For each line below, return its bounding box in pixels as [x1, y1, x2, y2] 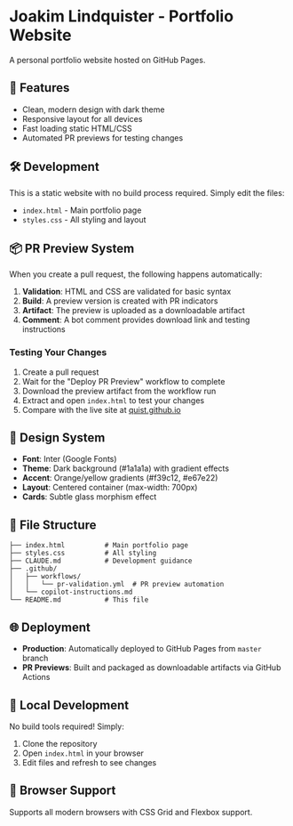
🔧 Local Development [9, 697, 130, 713]
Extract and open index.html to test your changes [21, 394, 205, 406]
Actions [21, 672, 51, 683]
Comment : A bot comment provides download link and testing [21, 314, 250, 326]
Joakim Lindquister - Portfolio [9, 6, 234, 27]
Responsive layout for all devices [21, 113, 143, 124]
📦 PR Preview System [9, 240, 135, 255]
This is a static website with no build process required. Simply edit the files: [9, 187, 285, 198]
